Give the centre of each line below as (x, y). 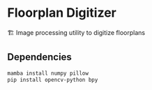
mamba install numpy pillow (48, 73)
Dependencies (39, 57)
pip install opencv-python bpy (53, 80)
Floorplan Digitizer (62, 13)
